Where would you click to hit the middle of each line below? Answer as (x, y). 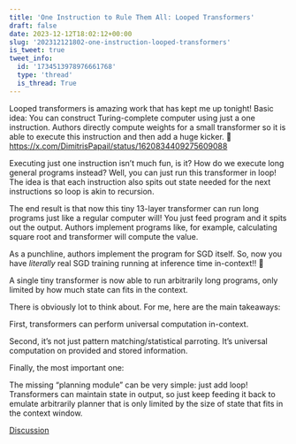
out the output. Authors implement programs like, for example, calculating (144, 227)
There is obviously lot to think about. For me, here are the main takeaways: (145, 307)
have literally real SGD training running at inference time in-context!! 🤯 (137, 263)
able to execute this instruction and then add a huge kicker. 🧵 (121, 136)
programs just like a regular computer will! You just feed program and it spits (148, 218)
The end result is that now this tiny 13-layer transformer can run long (134, 208)
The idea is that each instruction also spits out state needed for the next (140, 181)
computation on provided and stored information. (99, 350)
